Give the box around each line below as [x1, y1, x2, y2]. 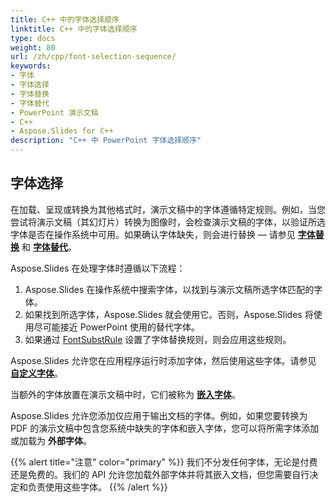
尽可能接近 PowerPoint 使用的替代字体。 [33, 321, 201, 333]
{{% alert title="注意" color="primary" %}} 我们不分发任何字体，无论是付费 [10, 456, 318, 468]
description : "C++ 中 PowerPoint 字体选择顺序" [10, 136, 202, 146]
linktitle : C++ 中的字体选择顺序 [10, 24, 138, 34]
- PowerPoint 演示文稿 [10, 107, 99, 118]
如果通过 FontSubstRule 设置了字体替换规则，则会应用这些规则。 [24, 333, 292, 345]
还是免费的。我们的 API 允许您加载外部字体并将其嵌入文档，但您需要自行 [10, 468, 310, 480]
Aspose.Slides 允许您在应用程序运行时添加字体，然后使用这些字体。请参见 [10, 354, 317, 366]
